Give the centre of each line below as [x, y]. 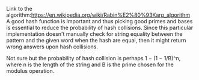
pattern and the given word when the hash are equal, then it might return [96, 40]
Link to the [19, 9]
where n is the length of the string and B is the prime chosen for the [90, 64]
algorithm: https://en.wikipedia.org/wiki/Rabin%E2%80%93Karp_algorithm [98, 15]
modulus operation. [30, 71]
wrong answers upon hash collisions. [52, 47]
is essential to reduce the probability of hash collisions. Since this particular [100, 27]
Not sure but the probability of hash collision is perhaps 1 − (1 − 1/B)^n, [93, 58]
